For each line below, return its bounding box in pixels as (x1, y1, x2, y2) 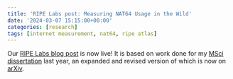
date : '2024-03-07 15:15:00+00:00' (7, 17, 113, 24)
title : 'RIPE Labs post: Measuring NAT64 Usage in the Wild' (7, 10, 193, 18)
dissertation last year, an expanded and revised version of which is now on (7, 57, 226, 66)
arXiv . (7, 64, 25, 73)
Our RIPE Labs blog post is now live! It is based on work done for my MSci (7, 49, 224, 58)
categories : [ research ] (7, 23, 78, 30)
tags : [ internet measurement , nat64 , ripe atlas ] (7, 30, 158, 37)
